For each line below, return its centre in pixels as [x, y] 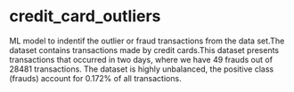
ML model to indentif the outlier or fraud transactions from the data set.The [147, 41]
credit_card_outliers [85, 16]
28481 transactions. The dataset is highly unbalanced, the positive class [142, 69]
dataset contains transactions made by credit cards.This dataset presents [144, 50]
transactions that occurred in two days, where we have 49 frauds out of [141, 59]
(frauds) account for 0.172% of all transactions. [95, 78]
